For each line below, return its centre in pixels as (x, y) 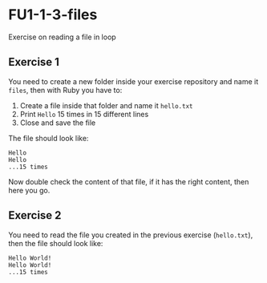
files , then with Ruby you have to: (65, 90)
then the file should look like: (56, 243)
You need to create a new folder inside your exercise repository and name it (133, 81)
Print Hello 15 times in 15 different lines (84, 114)
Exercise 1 (34, 62)
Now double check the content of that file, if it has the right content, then (129, 181)
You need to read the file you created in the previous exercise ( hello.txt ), (131, 235)
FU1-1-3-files (53, 15)
